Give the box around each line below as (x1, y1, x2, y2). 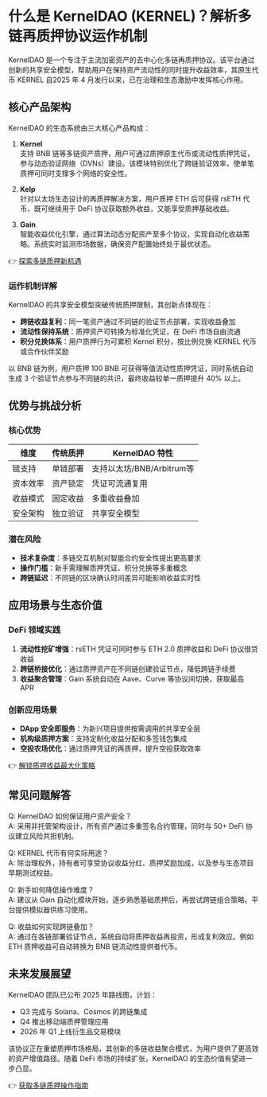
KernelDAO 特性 (112, 447, 173, 459)
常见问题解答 (8, 789, 72, 802)
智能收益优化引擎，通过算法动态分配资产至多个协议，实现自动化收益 (19, 228, 243, 239)
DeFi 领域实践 (8, 624, 61, 635)
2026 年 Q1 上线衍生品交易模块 (19, 1026, 122, 1036)
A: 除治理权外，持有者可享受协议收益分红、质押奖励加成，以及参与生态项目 (8, 857, 254, 868)
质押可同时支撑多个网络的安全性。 (19, 168, 132, 178)
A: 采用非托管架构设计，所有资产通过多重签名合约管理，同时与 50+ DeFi (8, 821, 244, 830)
